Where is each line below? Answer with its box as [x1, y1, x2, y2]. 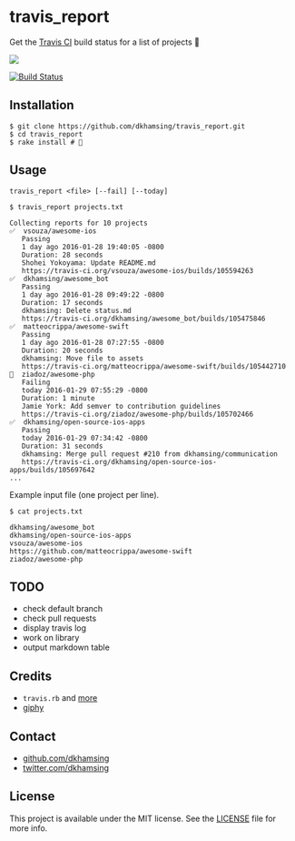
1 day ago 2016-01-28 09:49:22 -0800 [21, 289, 165, 299]
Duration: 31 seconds [21, 441, 103, 451]
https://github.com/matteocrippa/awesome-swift [9, 546, 193, 556]
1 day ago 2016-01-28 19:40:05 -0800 [21, 242, 165, 251]
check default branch [22, 603, 103, 614]
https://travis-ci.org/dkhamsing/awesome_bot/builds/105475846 [21, 314, 266, 323]
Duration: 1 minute [21, 393, 95, 402]
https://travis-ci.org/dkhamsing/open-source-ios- [21, 457, 218, 466]
